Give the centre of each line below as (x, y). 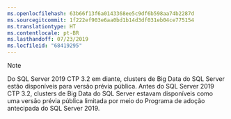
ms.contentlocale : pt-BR (43, 33)
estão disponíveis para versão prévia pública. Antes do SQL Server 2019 (111, 86)
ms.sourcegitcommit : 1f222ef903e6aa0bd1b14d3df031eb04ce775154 (101, 20)
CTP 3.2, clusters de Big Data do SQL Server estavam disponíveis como (110, 93)
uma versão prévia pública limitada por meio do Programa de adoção (106, 101)
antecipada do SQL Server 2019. (54, 108)
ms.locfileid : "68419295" (45, 46)
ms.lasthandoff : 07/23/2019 (48, 39)
